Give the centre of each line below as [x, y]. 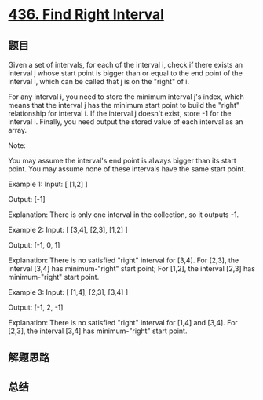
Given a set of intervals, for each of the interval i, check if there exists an [126, 65]
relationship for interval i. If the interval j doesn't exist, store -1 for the [120, 113]
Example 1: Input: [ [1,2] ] [48, 184]
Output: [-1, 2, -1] [36, 307]
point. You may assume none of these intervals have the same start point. [127, 169]
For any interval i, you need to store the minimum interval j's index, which [126, 97]
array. [18, 130]
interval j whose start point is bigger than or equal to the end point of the [126, 73]
